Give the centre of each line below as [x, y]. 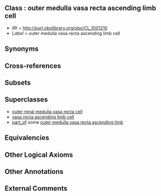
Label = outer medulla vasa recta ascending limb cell [66, 33]
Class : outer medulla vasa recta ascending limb [80, 8]
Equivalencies [27, 138]
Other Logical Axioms [39, 154]
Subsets [18, 82]
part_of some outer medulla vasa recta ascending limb [68, 122]
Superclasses [26, 100]
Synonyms [22, 49]
